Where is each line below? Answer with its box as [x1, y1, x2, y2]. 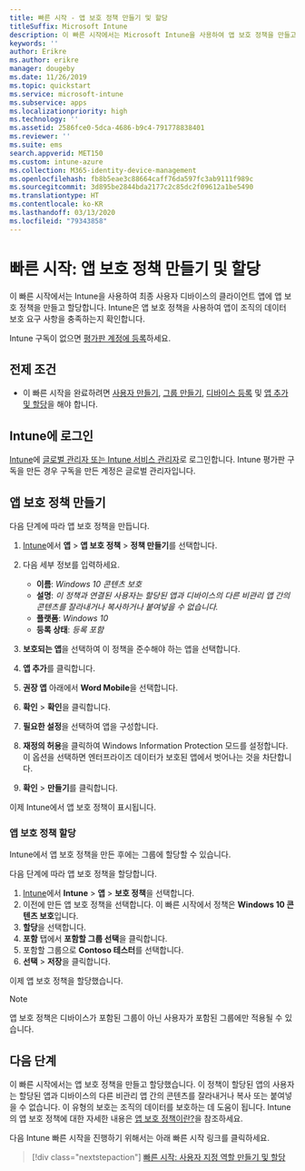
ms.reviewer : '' [9, 132, 71, 141]
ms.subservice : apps [9, 97, 88, 107]
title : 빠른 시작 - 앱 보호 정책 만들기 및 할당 [9, 13, 168, 23]
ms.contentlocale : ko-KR [9, 199, 103, 209]
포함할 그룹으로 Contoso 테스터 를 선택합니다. [22, 944, 184, 956]
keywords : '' [9, 38, 59, 48]
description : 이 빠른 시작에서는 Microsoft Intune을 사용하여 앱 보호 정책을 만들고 [9, 30, 297, 39]
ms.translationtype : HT [9, 191, 100, 200]
